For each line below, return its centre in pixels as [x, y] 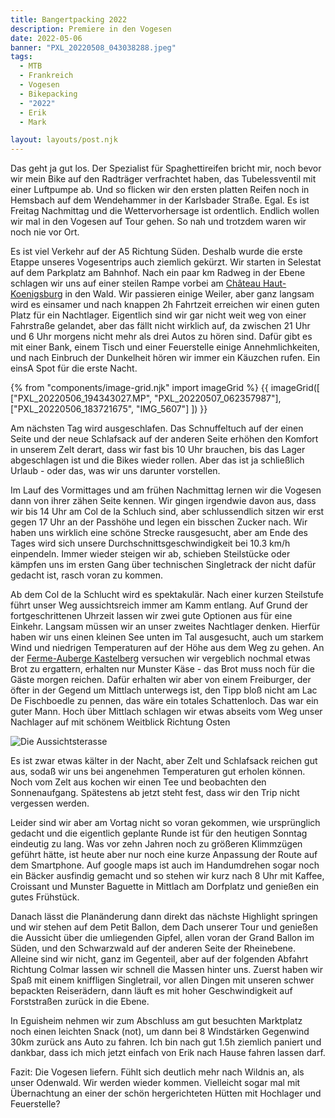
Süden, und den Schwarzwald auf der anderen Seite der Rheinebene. [153, 948]
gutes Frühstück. [45, 897]
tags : [21, 57]
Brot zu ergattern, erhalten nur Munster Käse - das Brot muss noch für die [162, 669]
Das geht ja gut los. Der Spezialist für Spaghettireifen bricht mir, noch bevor [166, 168]
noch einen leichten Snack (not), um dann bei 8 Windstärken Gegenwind [160, 1032]
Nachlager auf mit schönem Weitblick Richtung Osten [120, 722]
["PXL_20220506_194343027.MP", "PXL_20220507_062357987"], [146, 398]
